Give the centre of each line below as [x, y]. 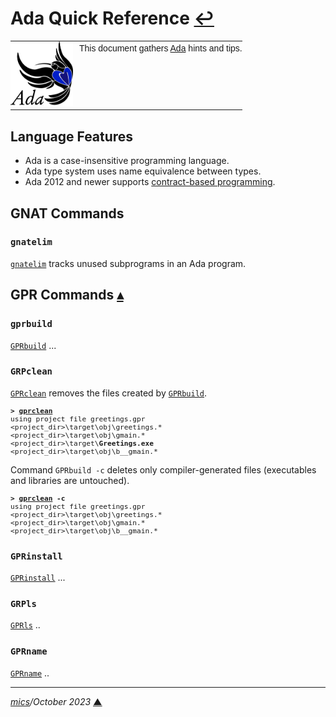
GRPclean [31, 371]
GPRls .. [25, 625]
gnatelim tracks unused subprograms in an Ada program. [128, 263]
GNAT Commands [67, 213]
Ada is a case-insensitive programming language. [127, 161]
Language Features [72, 136]
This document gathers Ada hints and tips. [161, 48]
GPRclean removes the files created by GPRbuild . [109, 393]
